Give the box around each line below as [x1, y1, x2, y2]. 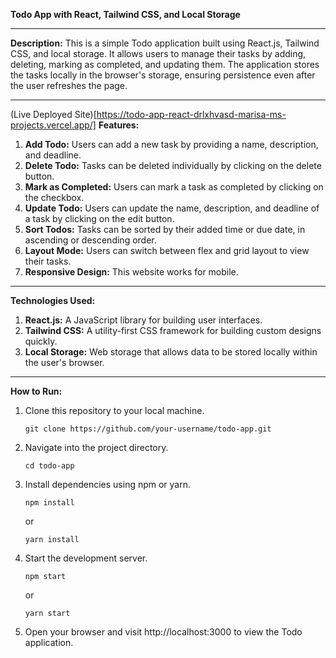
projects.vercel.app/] [10, 119, 97, 131]
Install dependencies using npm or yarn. [24, 479, 192, 490]
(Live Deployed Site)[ [10, 109, 97, 120]
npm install [24, 498, 75, 508]
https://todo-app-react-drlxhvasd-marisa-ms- [96, 109, 287, 120]
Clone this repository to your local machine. [24, 405, 205, 416]
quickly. [24, 335, 58, 347]
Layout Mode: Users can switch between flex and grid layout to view [24, 245, 310, 256]
